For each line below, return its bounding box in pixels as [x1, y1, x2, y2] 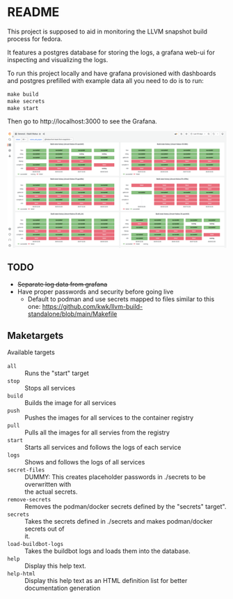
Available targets [7, 348, 56, 356]
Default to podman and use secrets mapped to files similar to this [27, 294, 215, 303]
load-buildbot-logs [7, 541, 64, 548]
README [7, 4, 60, 20]
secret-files [7, 467, 45, 474]
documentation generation [24, 584, 101, 593]
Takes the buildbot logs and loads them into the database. [24, 547, 191, 555]
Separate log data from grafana [17, 280, 108, 288]
